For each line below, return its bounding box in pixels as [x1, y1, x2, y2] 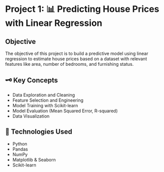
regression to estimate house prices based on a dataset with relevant [5, 56, 147, 62]
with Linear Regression [5, 17, 103, 29]
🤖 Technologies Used [5, 128, 72, 136]
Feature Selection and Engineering [12, 97, 84, 103]
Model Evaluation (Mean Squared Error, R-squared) [12, 108, 118, 114]
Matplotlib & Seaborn [12, 157, 56, 163]
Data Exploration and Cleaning [12, 92, 75, 98]
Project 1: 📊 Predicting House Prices [5, 3, 160, 15]
